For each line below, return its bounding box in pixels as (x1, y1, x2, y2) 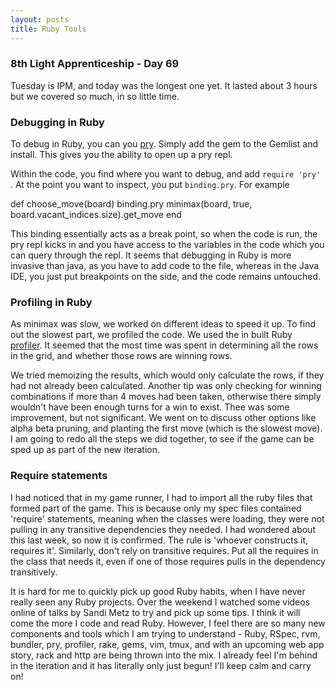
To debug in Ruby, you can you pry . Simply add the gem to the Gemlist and (10, 138, 319, 150)
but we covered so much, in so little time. (10, 90, 180, 102)
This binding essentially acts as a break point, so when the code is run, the (10, 228, 318, 240)
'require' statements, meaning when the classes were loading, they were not (10, 512, 325, 525)
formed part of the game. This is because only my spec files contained (10, 502, 302, 514)
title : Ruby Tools (10, 24, 87, 34)
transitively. (10, 566, 58, 578)
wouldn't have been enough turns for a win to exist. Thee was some (10, 401, 290, 413)
